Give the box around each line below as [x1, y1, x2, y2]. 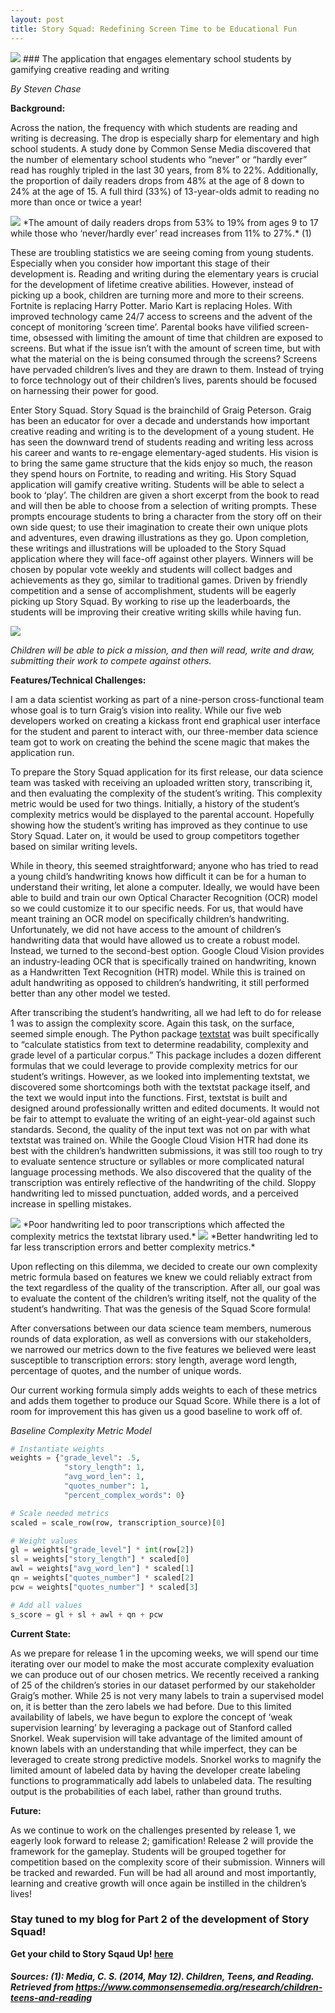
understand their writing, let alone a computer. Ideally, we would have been [10, 881, 320, 893]
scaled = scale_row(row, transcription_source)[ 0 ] [10, 1517, 226, 1528]
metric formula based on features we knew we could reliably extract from [10, 1271, 313, 1283]
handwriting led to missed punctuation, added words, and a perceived [10, 1187, 299, 1199]
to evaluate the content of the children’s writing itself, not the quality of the [10, 1292, 317, 1304]
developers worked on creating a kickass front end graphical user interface [10, 714, 321, 726]
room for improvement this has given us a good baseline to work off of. [10, 1405, 303, 1417]
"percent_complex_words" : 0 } [63, 1490, 186, 1500]
